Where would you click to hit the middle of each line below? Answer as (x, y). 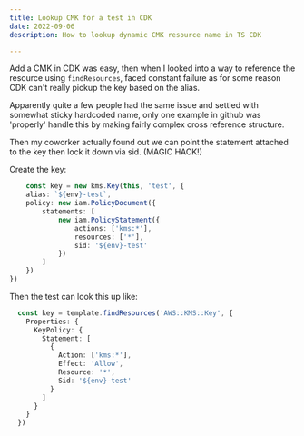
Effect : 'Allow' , (91, 364)
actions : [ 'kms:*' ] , (113, 228)
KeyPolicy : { (58, 330)
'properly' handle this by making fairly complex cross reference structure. (147, 124)
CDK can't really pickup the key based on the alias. (105, 88)
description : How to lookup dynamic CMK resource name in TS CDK (135, 35)
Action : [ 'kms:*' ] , (94, 355)
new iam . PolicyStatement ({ (109, 220)
